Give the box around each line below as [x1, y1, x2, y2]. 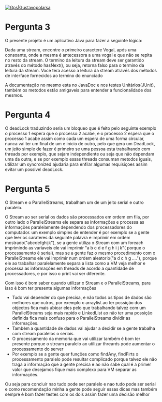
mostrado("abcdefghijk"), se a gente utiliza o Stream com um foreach [5, 240, 144, 246]
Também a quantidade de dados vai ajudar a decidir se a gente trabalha [12, 325, 156, 331]
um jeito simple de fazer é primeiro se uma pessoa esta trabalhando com [5, 146, 150, 152]
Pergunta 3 [5, 22, 51, 32]
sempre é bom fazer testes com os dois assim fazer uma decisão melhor [5, 391, 150, 397]
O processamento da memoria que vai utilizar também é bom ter [12, 336, 141, 341]
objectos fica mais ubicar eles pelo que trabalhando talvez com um [12, 305, 146, 310]
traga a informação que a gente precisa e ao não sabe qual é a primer [12, 361, 151, 367]
